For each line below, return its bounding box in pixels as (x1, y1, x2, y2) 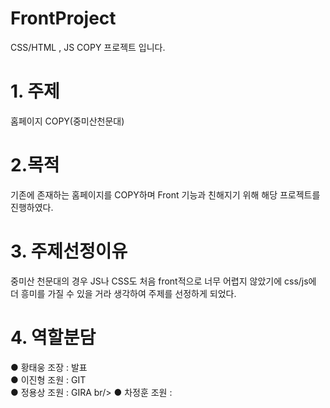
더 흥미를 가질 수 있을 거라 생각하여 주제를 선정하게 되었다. (10, 287, 237, 299)
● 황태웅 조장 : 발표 (10, 361, 88, 373)
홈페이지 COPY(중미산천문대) (10, 115, 125, 127)
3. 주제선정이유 (10, 240, 128, 262)
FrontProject (10, 7, 117, 30)
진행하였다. (10, 201, 54, 213)
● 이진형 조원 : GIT (10, 373, 87, 386)
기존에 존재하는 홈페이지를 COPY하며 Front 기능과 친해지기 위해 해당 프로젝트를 (10, 188, 321, 201)
